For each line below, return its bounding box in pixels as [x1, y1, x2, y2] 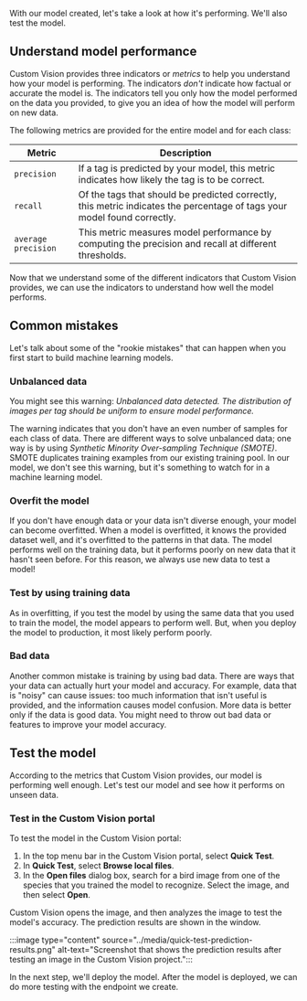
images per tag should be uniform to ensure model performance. [9, 405, 254, 416]
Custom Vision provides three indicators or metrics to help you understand [9, 68, 291, 79]
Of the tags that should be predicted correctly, [78, 187, 277, 200]
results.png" [9, 943, 57, 954]
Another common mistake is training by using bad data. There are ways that [9, 670, 295, 681]
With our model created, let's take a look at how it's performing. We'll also [9, 8, 288, 18]
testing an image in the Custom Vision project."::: [9, 953, 194, 964]
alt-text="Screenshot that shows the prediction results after [58, 943, 281, 954]
